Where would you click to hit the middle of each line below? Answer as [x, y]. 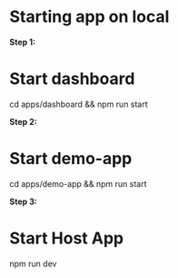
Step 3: [24, 201]
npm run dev [33, 263]
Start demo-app [71, 159]
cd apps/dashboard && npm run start [79, 104]
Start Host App [67, 238]
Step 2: [24, 121]
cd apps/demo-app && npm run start [78, 183]
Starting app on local [89, 17]
